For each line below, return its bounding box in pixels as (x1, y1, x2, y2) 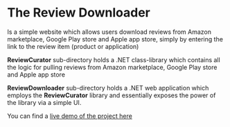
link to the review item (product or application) (7, 42, 139, 50)
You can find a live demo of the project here (7, 112, 133, 120)
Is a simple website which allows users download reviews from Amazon (7, 28, 211, 36)
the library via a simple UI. (7, 98, 82, 106)
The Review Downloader (7, 5, 151, 21)
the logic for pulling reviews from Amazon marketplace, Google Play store (7, 63, 218, 71)
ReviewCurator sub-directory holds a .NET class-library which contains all (7, 55, 220, 63)
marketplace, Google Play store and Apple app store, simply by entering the (7, 35, 224, 43)
